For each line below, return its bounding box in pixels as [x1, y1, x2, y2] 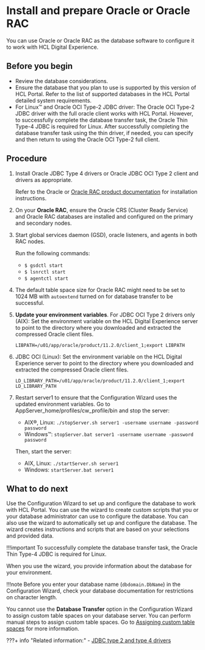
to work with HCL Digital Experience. [6, 43, 99, 51]
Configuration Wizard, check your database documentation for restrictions [6, 587, 194, 594]
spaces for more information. [6, 625, 79, 632]
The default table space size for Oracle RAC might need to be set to [15, 286, 185, 293]
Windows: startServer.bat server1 [24, 466, 114, 473]
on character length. [6, 594, 57, 601]
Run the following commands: [15, 249, 90, 257]
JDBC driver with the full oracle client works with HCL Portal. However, [15, 109, 193, 117]
